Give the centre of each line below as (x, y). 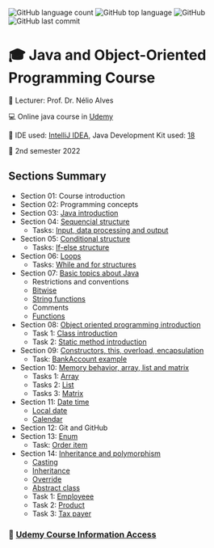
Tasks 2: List (53, 385)
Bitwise (44, 290)
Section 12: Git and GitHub (64, 428)
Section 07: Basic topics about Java (80, 273)
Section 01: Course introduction (72, 196)
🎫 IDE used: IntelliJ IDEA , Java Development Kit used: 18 (102, 135)
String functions (59, 298)
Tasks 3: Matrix (58, 393)
